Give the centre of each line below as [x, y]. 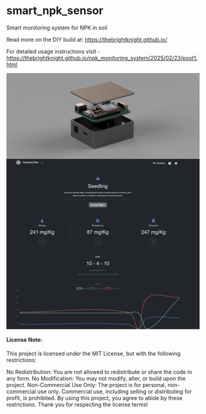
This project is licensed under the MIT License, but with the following [93, 354]
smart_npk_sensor [55, 11]
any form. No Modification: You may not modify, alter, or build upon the [96, 378]
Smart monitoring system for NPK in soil [57, 28]
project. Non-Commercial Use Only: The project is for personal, [86, 385]
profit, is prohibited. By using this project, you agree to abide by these [94, 398]
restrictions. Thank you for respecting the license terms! [77, 405]
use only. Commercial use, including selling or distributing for [114, 392]
